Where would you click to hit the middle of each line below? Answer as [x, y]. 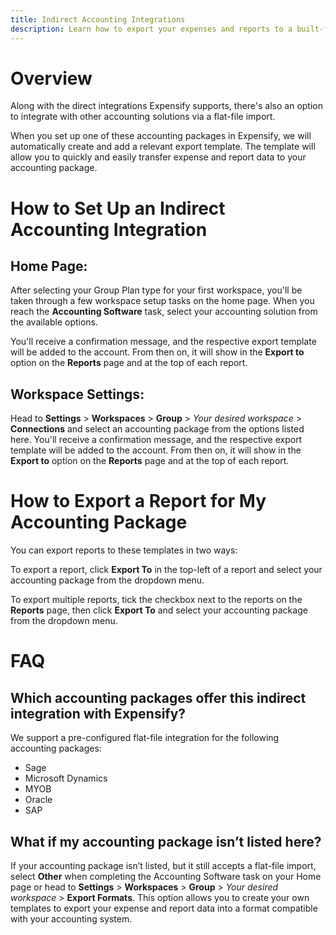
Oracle [38, 800]
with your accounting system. [71, 919]
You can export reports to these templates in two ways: [124, 550]
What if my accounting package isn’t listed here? [166, 841]
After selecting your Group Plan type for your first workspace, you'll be [156, 290]
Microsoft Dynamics [66, 778]
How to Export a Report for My [138, 501]
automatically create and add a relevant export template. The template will [163, 147]
